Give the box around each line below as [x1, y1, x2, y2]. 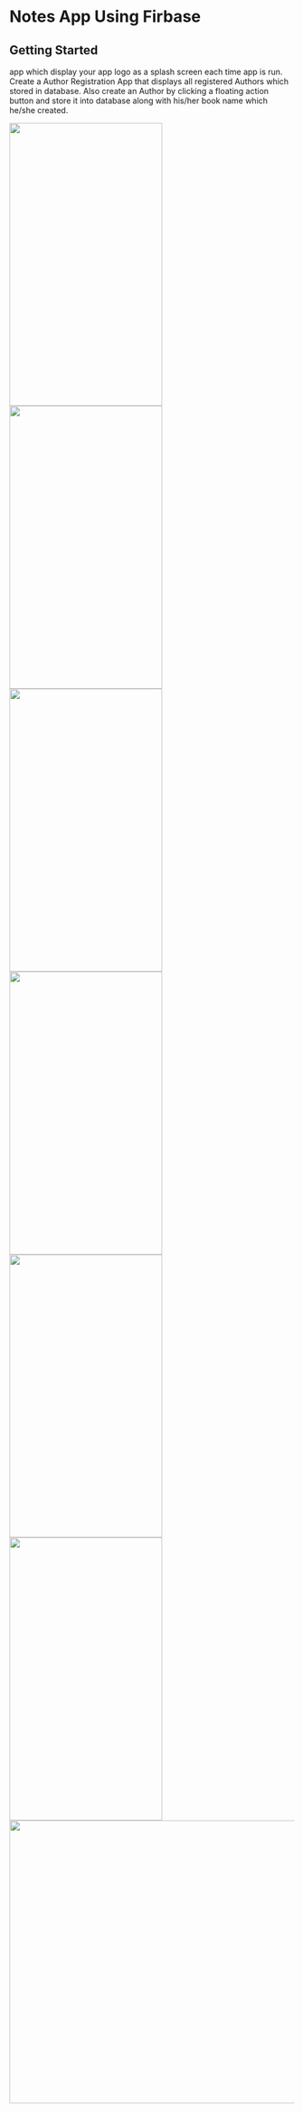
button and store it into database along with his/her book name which [9, 95, 269, 106]
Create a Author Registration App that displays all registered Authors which [9, 76, 289, 87]
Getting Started [9, 43, 99, 58]
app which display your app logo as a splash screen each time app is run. [9, 66, 283, 77]
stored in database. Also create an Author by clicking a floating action [9, 86, 270, 96]
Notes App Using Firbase [9, 6, 202, 27]
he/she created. [9, 105, 69, 115]
